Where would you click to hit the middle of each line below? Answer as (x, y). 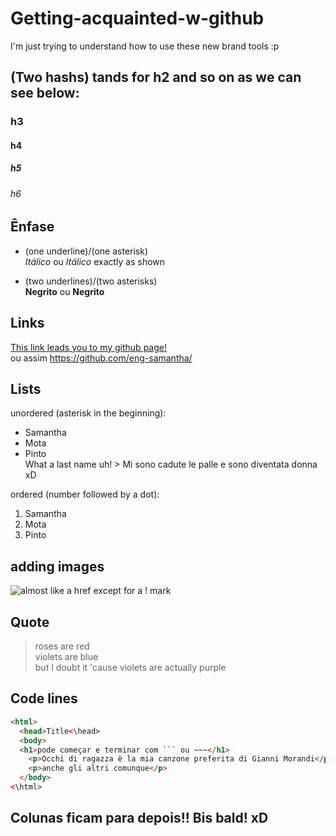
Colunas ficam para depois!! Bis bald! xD (139, 818)
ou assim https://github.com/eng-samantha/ (101, 358)
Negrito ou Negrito (64, 291)
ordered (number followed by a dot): (85, 494)
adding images (57, 566)
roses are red (62, 646)
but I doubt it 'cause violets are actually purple (130, 668)
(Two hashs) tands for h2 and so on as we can (156, 77)
